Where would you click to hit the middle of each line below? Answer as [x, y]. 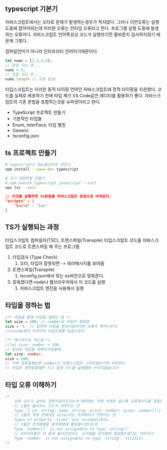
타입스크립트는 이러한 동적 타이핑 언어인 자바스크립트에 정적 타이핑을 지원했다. [81, 89]
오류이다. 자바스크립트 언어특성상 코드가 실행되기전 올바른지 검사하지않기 [85, 34]
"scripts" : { [20, 201]
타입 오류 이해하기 [31, 385]
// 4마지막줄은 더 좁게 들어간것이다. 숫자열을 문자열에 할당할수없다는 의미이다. [85, 434]
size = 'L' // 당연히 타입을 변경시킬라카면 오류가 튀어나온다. [62, 327]
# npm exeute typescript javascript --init [51, 183]
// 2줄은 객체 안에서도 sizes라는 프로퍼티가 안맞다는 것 [65, 415]
